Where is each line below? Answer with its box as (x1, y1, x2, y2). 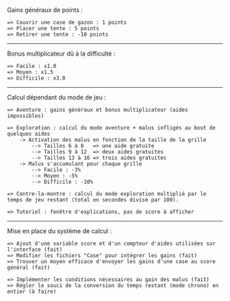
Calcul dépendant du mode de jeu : (7, 93, 106, 101)
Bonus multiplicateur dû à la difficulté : (7, 49, 116, 58)
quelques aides (7, 130, 51, 137)
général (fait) (7, 264, 51, 271)
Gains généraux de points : (7, 6, 84, 14)
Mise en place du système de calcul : (7, 227, 112, 235)
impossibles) (7, 112, 44, 119)
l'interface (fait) (7, 246, 63, 253)
